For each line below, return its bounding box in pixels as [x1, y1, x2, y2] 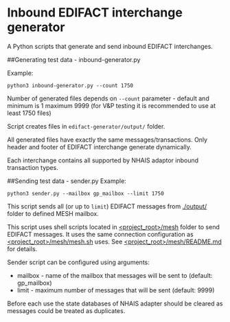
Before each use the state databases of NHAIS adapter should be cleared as [7, 299, 223, 308]
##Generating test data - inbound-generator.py [7, 55, 141, 63]
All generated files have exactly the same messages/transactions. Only [7, 136, 208, 144]
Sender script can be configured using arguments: [7, 258, 150, 266]
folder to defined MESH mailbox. [7, 209, 100, 217]
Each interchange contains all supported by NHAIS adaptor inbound [7, 156, 199, 164]
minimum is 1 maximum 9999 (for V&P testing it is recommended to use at [7, 101, 216, 109]
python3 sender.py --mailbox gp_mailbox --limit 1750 [7, 190, 165, 197]
